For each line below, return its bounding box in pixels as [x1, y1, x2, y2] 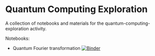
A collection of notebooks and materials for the [5, 20, 104, 26]
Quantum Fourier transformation [12, 45, 81, 51]
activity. [30, 25, 47, 31]
